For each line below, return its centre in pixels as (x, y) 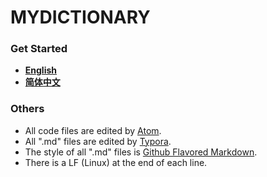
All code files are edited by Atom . (93, 130)
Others (27, 109)
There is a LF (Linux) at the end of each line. (116, 162)
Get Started (39, 49)
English (41, 70)
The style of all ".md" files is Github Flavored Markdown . (141, 152)
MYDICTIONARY (80, 17)
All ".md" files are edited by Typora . (98, 141)
